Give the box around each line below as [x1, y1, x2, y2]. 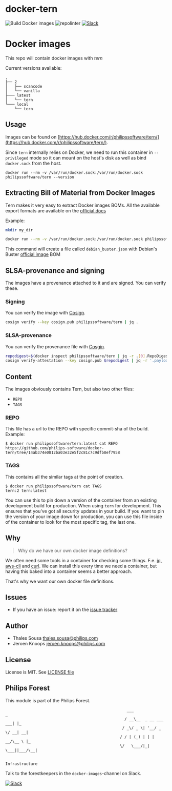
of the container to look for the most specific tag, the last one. [5, 519, 136, 525]
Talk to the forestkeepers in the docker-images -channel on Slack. [5, 770, 142, 776]
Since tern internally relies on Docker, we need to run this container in [5, 149, 153, 155]
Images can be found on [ [5, 134, 60, 140]
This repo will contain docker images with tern [5, 55, 103, 61]
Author [5, 621, 28, 630]
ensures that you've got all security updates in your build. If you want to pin [5, 508, 165, 514]
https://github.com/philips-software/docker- [5, 446, 104, 451]
